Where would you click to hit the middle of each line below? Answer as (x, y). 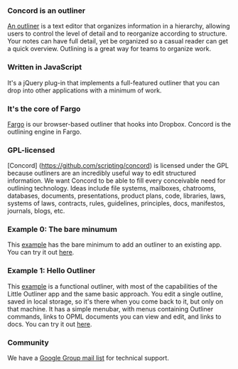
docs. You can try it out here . (50, 324)
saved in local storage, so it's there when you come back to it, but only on (115, 301)
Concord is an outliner (47, 11)
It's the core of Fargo (44, 109)
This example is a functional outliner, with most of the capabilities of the (113, 286)
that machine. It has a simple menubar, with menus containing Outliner (110, 309)
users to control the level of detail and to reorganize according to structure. (117, 33)
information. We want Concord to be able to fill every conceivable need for (117, 181)
